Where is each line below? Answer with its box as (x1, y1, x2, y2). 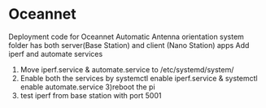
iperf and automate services (8, 49, 103, 58)
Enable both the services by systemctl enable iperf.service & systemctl (20, 73, 258, 83)
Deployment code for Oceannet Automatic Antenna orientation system (8, 32, 244, 41)
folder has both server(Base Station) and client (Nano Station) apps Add (8, 40, 250, 50)
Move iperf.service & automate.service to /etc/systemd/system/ (20, 64, 234, 74)
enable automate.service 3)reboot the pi (20, 82, 156, 92)
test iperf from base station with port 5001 (20, 90, 162, 100)
